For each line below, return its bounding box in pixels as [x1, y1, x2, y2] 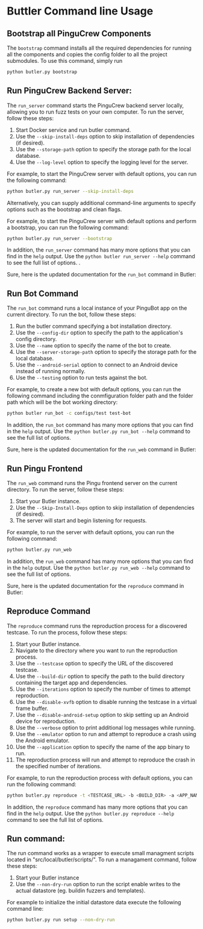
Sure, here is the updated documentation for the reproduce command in [7, 582, 184, 589]
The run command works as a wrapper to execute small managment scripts [7, 850, 195, 857]
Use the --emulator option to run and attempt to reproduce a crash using [15, 730, 196, 737]
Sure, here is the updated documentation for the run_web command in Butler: [7, 446, 196, 453]
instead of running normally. [15, 368, 86, 375]
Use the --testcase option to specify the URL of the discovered [15, 659, 173, 667]
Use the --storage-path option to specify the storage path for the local [15, 145, 192, 152]
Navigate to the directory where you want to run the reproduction [15, 647, 178, 654]
